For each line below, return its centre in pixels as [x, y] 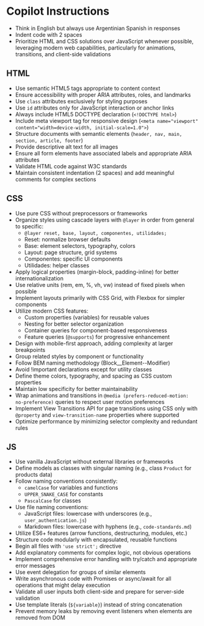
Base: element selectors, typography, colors [80, 245]
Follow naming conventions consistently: [66, 481]
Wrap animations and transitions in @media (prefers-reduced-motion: [102, 395]
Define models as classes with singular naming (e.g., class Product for [103, 468]
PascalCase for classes [53, 501]
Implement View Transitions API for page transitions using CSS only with [106, 408]
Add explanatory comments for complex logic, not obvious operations [103, 553]
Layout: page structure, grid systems [71, 252]
